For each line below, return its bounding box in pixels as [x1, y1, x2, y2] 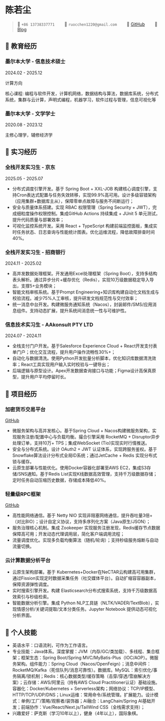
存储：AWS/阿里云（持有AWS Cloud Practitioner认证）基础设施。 [27, 679, 160, 685]
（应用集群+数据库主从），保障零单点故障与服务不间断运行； [12, 198, 134, 204]
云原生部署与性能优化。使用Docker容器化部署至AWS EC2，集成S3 [12, 465, 147, 471]
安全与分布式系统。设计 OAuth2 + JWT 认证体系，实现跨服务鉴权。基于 [12, 446, 158, 452]
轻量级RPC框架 [5, 490, 41, 497]
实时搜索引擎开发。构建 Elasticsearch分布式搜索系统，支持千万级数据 [12, 587, 153, 594]
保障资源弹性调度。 [12, 581, 52, 587]
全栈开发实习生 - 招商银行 [5, 248, 66, 255]
